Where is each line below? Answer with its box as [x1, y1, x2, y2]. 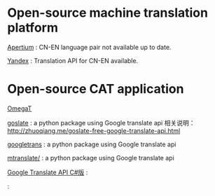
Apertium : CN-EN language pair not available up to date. [7, 43, 172, 51]
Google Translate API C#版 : [7, 168, 88, 176]
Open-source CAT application [7, 81, 184, 97]
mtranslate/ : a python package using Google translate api [7, 153, 175, 162]
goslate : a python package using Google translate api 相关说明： [7, 118, 195, 127]
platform [7, 20, 58, 36]
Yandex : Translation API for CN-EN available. [7, 56, 139, 64]
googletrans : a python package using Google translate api [7, 140, 176, 148]
